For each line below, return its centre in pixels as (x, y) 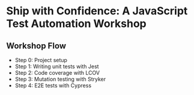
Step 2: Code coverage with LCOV (57, 73)
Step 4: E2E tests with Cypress (53, 85)
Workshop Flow (36, 46)
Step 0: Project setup (41, 60)
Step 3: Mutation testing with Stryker (60, 79)
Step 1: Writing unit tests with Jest (57, 66)
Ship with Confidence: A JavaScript (97, 11)
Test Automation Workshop (76, 24)
